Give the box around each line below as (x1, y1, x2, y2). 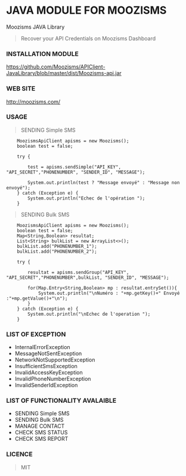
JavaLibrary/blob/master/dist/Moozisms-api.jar (6, 70, 122, 77)
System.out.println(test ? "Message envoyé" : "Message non (27, 179, 180, 185)
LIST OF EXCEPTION (6, 330, 66, 338)
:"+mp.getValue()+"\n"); (6, 295, 68, 301)
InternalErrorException (14, 344, 70, 351)
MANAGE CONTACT (14, 422, 65, 430)
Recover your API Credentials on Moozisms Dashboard (20, 35, 156, 42)
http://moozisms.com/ (6, 98, 61, 105)
